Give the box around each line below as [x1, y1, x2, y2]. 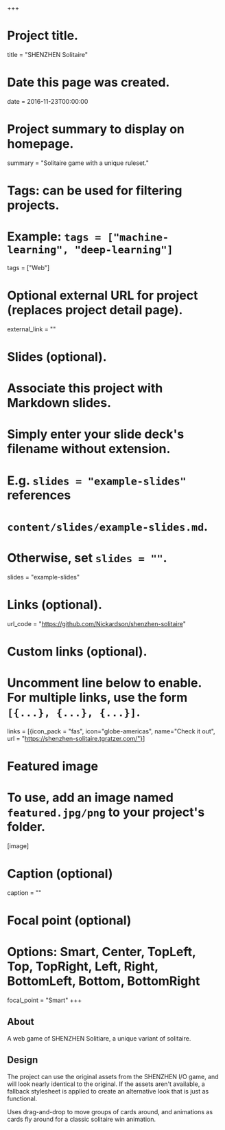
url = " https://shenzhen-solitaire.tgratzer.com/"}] [7, 734, 145, 742]
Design [7, 1054, 38, 1066]
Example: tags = [7, 229, 102, 245]
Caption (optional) [7, 866, 113, 882]
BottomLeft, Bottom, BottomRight [7, 973, 200, 989]
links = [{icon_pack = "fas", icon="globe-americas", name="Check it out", [7, 727, 215, 735]
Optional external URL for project [7, 288, 198, 303]
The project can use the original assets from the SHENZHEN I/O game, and [7, 1072, 219, 1081]
